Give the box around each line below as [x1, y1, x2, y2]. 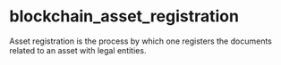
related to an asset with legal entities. [9, 45, 147, 55]
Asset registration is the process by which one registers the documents [9, 36, 273, 46]
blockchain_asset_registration [9, 6, 240, 27]
